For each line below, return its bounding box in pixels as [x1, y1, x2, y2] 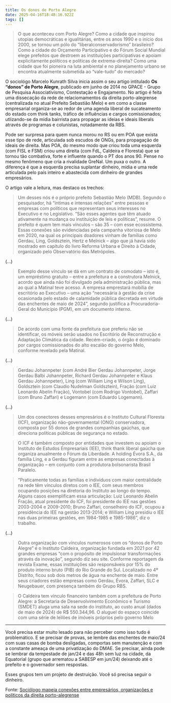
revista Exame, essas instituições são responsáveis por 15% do [17, 562, 151, 568]
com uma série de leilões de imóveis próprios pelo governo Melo [17, 614, 154, 621]
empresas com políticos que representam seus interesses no [17, 206, 146, 212]
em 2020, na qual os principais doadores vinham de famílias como [17, 232, 158, 239]
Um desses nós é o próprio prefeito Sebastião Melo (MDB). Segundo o [17, 194, 166, 201]
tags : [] [5, 17, 24, 22]
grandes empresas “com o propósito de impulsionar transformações [17, 550, 161, 557]
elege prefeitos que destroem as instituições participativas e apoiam [17, 52, 161, 58]
